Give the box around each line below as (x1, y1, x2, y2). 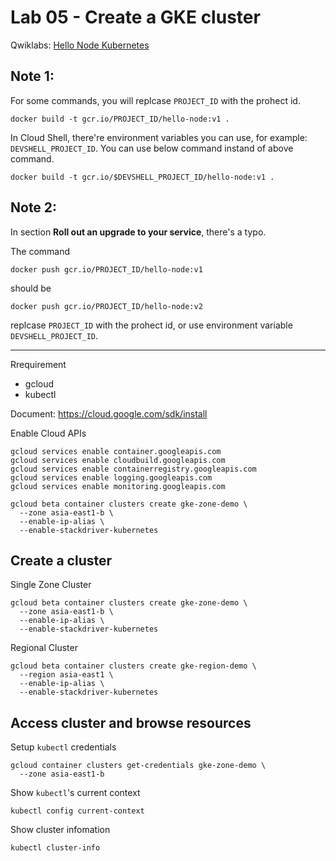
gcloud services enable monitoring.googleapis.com (10, 481, 226, 491)
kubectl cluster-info (10, 843, 101, 853)
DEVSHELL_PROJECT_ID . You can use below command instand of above (10, 142, 294, 154)
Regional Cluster (10, 642, 78, 654)
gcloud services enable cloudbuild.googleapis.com (10, 455, 226, 465)
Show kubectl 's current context (10, 787, 141, 799)
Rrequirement (10, 358, 67, 370)
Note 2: (10, 199, 58, 216)
